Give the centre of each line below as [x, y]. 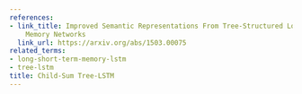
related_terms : [38, 51]
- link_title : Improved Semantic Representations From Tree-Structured [146, 26]
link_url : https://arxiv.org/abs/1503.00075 [102, 43]
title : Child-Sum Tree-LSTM [62, 76]
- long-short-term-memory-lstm [68, 59]
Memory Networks [56, 34]
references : [31, 17]
